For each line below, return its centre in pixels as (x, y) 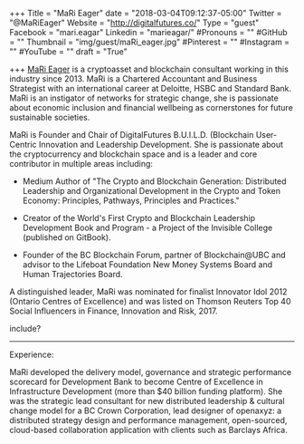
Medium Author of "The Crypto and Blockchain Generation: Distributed (154, 181)
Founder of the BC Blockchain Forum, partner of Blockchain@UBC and (154, 255)
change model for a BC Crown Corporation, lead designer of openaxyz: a (146, 410)
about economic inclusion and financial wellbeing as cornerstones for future (152, 107)
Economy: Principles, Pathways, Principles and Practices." (131, 200)
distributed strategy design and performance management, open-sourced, (148, 420)
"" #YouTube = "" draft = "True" (69, 52)
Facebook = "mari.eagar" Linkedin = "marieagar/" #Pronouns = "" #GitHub (148, 32)
